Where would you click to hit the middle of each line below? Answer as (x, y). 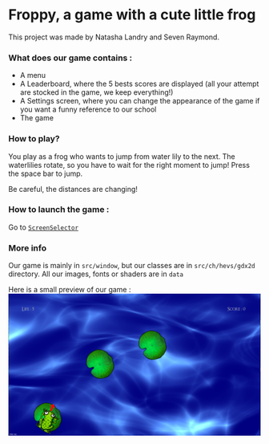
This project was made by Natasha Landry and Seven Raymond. (114, 37)
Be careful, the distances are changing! (73, 189)
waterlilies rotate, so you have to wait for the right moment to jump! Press (129, 165)
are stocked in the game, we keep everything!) (96, 92)
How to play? (34, 139)
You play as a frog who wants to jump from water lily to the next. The (122, 156)
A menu (33, 75)
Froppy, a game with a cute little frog (132, 15)
